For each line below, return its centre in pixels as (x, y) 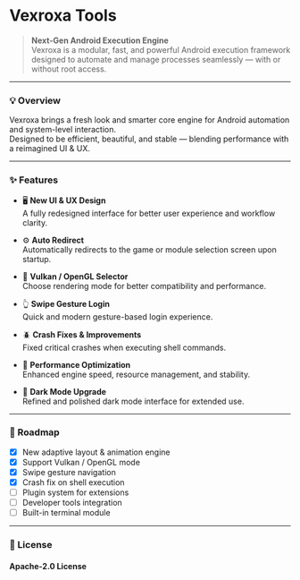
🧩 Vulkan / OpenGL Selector (75, 276)
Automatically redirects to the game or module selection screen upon (149, 249)
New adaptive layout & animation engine (96, 452)
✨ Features (34, 180)
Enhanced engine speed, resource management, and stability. (136, 374)
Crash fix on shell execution (73, 482)
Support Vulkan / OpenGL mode (81, 462)
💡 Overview (35, 100)
